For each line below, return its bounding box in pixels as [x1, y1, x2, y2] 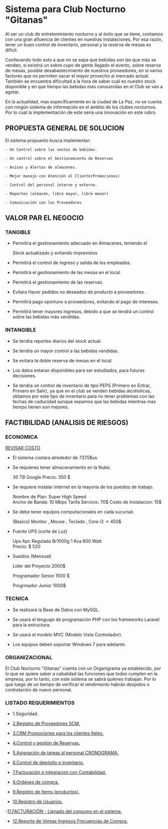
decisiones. [12, 372, 37, 378]
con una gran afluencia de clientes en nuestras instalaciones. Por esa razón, [5, 36, 163, 42]
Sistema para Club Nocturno [5, 4, 126, 15]
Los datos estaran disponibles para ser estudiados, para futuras [12, 367, 145, 373]
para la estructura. [12, 621, 51, 628]
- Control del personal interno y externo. [5, 182, 98, 187]
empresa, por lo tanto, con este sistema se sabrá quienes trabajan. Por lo [5, 676, 156, 682]
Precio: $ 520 [12, 543, 41, 550]
